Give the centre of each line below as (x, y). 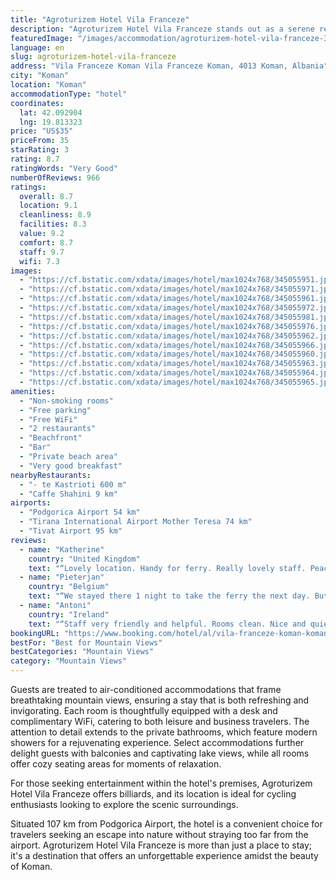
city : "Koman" (40, 76)
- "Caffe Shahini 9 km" (68, 494)
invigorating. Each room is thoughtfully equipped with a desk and (144, 710)
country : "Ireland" (69, 614)
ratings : (28, 187)
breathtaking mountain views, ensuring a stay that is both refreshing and (160, 700)
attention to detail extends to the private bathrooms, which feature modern (164, 732)
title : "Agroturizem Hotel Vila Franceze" (100, 19)
